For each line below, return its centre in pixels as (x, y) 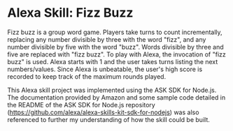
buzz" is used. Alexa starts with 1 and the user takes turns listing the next (113, 61)
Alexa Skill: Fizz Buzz (70, 13)
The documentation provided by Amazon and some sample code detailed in (116, 97)
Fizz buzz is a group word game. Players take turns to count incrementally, (115, 32)
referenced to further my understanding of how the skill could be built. (108, 119)
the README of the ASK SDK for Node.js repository (81, 105)
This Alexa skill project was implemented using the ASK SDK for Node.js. (112, 90)
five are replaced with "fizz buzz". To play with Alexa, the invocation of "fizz (116, 54)
